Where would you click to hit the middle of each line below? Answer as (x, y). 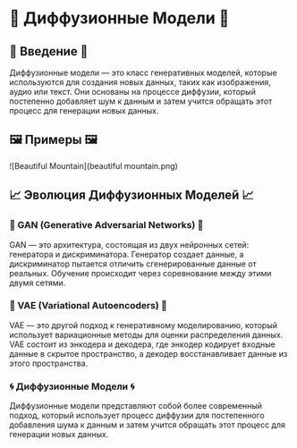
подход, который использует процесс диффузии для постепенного (137, 416)
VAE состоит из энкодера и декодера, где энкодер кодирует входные (142, 344)
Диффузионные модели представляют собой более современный (136, 406)
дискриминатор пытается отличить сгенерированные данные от (133, 264)
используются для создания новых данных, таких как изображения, (140, 82)
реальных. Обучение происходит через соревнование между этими (140, 273)
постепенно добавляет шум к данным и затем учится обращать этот (141, 101)
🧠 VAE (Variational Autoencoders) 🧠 (89, 306)
